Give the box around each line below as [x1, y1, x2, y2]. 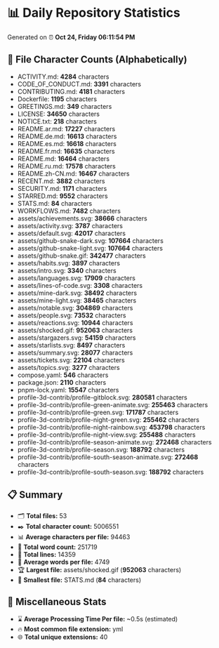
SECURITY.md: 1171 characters [17, 184, 107, 192]
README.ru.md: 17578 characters [17, 161, 116, 170]
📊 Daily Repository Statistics [7, 5, 180, 21]
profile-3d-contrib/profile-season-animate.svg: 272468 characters [17, 437, 212, 446]
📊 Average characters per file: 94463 [17, 532, 131, 541]
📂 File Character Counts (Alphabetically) [7, 53, 187, 66]
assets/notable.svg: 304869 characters [17, 303, 133, 312]
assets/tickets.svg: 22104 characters [17, 355, 125, 364]
